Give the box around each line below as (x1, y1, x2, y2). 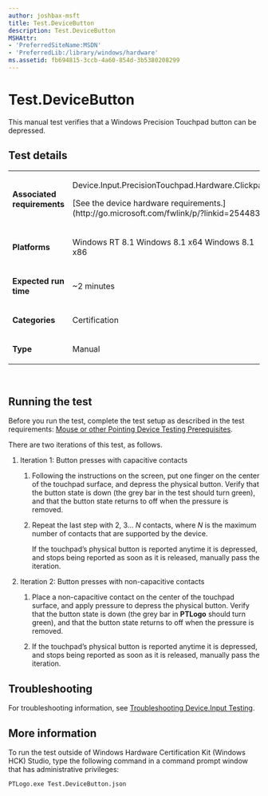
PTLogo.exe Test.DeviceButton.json (8, 780, 127, 788)
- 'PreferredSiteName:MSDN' (8, 42, 102, 50)
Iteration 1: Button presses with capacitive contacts (19, 456, 188, 465)
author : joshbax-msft (8, 11, 81, 20)
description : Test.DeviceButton (8, 26, 116, 34)
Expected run (12, 275, 65, 286)
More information (8, 726, 97, 740)
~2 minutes (72, 281, 116, 292)
